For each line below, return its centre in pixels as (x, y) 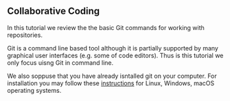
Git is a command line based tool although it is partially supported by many (113, 48)
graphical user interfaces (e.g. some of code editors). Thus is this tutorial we (115, 55)
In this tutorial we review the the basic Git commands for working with (106, 27)
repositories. (25, 35)
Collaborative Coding (54, 11)
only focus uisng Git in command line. (60, 62)
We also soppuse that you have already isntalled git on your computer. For (112, 76)
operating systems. (34, 90)
